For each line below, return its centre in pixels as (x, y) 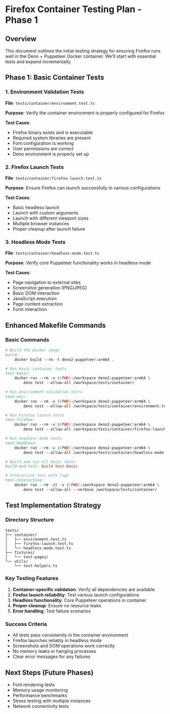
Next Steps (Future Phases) (49, 672)
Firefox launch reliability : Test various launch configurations (76, 595)
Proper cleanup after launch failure (49, 229)
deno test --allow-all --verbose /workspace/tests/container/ (90, 489)
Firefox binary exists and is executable (53, 132)
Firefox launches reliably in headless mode (57, 641)
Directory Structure (30, 520)
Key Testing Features (32, 578)
